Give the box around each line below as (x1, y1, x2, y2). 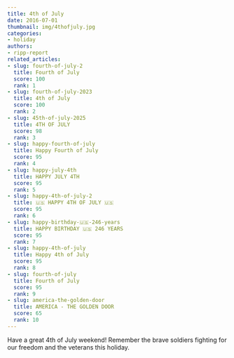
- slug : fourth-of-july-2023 (7, 88, 92, 95)
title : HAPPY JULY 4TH (13, 173, 80, 180)
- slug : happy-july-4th (7, 166, 77, 174)
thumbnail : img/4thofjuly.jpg (7, 23, 96, 30)
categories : (7, 29, 42, 37)
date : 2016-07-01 (7, 17, 58, 24)
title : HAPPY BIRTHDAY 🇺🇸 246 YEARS (13, 225, 124, 232)
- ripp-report (7, 50, 49, 57)
